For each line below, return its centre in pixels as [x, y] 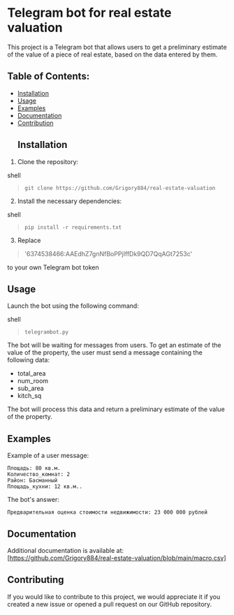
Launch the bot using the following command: [73, 306]
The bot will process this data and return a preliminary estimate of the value [116, 409]
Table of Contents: [49, 76]
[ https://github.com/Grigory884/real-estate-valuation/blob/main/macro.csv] [117, 558]
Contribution [35, 123]
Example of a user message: [48, 456]
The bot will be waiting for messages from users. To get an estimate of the [114, 345]
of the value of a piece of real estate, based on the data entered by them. [112, 54]
